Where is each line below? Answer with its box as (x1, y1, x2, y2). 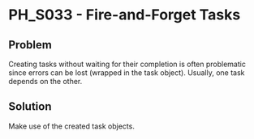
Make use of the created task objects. (8, 121, 136, 131)
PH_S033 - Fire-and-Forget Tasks (8, 6, 241, 24)
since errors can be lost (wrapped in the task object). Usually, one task (8, 68, 245, 78)
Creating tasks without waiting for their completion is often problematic (8, 59, 246, 69)
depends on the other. (8, 77, 83, 86)
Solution (8, 99, 52, 114)
